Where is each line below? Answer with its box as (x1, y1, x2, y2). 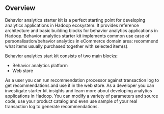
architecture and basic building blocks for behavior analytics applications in (5, 27, 158, 34)
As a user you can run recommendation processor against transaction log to (5, 77, 159, 83)
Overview (5, 4, 36, 12)
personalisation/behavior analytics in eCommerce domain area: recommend (5, 38, 159, 44)
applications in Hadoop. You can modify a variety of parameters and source (5, 93, 159, 99)
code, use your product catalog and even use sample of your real (5, 98, 137, 104)
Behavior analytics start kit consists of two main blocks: (5, 53, 118, 59)
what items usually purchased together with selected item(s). (5, 43, 129, 49)
